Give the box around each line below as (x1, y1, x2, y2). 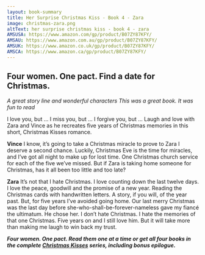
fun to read (7, 103, 35, 110)
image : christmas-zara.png (7, 20, 76, 26)
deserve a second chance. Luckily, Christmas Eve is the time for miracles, (7, 146, 193, 154)
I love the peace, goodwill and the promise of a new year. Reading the (7, 184, 182, 192)
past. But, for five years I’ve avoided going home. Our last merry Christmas (7, 197, 195, 204)
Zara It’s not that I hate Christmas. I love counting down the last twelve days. (7, 178, 199, 185)
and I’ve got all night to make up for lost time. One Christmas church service (7, 153, 198, 160)
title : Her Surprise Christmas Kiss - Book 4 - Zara (7, 15, 144, 21)
